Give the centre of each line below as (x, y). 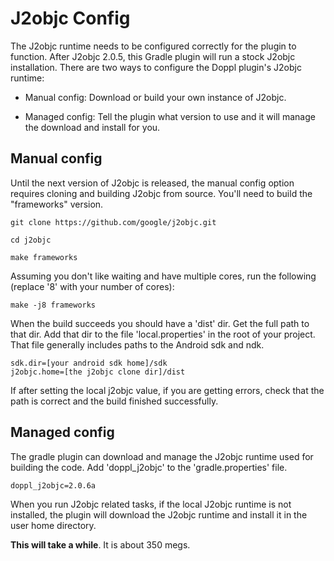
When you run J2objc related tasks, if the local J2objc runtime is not (151, 504)
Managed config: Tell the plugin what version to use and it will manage (170, 116)
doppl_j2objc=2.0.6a (53, 485)
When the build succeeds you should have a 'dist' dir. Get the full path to (160, 323)
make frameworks (44, 257)
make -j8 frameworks (53, 305)
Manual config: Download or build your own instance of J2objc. (155, 97)
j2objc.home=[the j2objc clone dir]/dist (98, 372)
